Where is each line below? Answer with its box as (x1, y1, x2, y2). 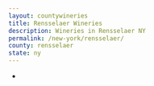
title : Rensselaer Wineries (8, 19, 103, 27)
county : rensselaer (8, 42, 74, 50)
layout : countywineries (8, 11, 89, 20)
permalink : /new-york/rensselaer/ (8, 34, 125, 43)
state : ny (8, 49, 42, 57)
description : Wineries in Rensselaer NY (8, 27, 147, 35)
